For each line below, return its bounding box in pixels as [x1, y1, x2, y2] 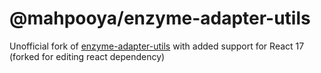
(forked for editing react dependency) [9, 50, 166, 62]
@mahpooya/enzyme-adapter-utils [9, 7, 311, 30]
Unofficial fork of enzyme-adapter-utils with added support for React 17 [9, 40, 305, 52]
